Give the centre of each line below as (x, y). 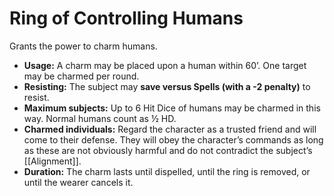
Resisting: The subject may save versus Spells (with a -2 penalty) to (167, 86)
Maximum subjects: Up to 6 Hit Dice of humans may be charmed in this (172, 108)
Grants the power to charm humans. (83, 46)
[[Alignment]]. (52, 161)
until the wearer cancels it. (78, 182)
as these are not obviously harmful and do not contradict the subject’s (168, 150)
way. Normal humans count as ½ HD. (100, 118)
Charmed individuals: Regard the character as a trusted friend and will (170, 129)
